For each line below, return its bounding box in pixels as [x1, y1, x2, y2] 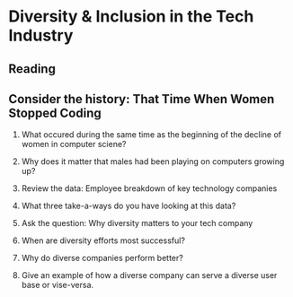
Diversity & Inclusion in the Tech [8, 6, 254, 27]
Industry [8, 25, 74, 46]
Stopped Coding [8, 105, 102, 120]
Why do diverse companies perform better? [21, 253, 183, 264]
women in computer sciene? [21, 139, 127, 150]
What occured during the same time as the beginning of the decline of [21, 129, 282, 140]
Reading [8, 61, 56, 76]
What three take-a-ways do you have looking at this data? [21, 200, 236, 212]
